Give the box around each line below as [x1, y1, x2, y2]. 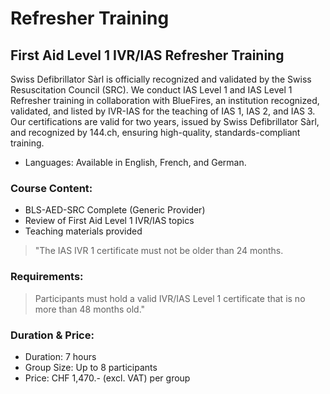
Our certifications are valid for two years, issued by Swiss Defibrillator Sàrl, [10, 116, 320, 127]
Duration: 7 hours [24, 350, 97, 362]
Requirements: [10, 270, 84, 284]
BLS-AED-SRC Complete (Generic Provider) [24, 204, 206, 216]
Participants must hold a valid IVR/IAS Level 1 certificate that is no [34, 292, 306, 304]
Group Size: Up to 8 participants [24, 361, 158, 373]
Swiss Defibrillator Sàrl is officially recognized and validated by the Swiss [10, 73, 312, 85]
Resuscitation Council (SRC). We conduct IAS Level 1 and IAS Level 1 [10, 84, 293, 96]
